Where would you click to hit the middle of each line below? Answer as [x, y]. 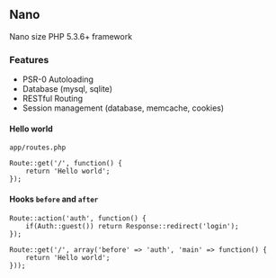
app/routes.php [38, 148]
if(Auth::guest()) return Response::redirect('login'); [133, 226]
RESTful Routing [53, 99]
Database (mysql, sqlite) [67, 89]
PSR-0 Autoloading [58, 79]
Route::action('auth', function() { [78, 218]
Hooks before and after [54, 199]
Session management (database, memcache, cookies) [123, 108]
